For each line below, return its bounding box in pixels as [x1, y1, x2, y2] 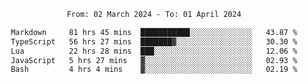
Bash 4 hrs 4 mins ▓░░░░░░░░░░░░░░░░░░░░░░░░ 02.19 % [10, 65, 298, 75]
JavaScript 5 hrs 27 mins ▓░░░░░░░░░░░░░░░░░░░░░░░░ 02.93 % [10, 55, 298, 65]
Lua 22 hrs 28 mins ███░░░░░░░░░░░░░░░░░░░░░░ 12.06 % [10, 46, 298, 56]
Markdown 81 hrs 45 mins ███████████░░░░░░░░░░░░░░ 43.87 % [10, 27, 298, 37]
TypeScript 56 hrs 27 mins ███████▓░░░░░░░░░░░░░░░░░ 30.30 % [10, 36, 298, 47]
